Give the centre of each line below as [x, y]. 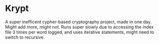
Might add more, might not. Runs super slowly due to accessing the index [79, 27]
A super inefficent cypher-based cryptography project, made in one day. [79, 22]
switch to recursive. [25, 37]
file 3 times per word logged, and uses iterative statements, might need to [80, 32]
